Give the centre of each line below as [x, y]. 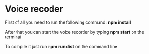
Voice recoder [34, 9]
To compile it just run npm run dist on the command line [61, 46]
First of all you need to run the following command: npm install [68, 22]
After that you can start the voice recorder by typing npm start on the [74, 32]
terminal [13, 37]
